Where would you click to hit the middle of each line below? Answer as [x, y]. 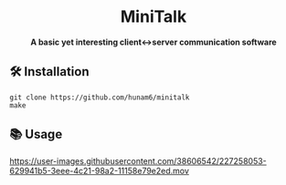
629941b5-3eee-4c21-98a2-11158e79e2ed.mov [100, 170]
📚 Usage [36, 134]
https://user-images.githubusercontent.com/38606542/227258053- [138, 160]
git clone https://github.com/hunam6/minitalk [100, 98]
